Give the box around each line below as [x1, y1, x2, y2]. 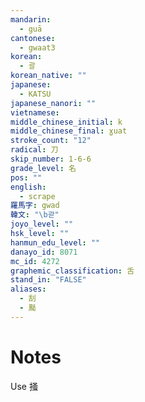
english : [10, 182, 47, 192]
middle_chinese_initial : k [10, 117, 123, 127]
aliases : [10, 284, 47, 295]
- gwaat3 [19, 42, 56, 53]
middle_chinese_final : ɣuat [10, 126, 128, 136]
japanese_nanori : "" [10, 98, 97, 108]
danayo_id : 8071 [10, 247, 78, 257]
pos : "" [10, 172, 43, 183]
